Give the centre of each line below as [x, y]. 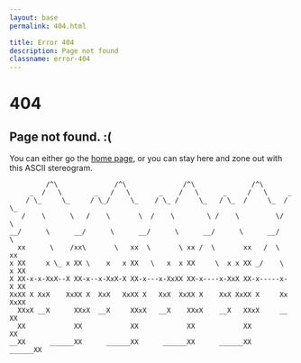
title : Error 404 [42, 42]
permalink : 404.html [48, 26]
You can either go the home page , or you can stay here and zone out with [146, 159]
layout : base [34, 18]
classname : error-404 [50, 59]
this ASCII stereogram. [51, 168]
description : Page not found [64, 50]
